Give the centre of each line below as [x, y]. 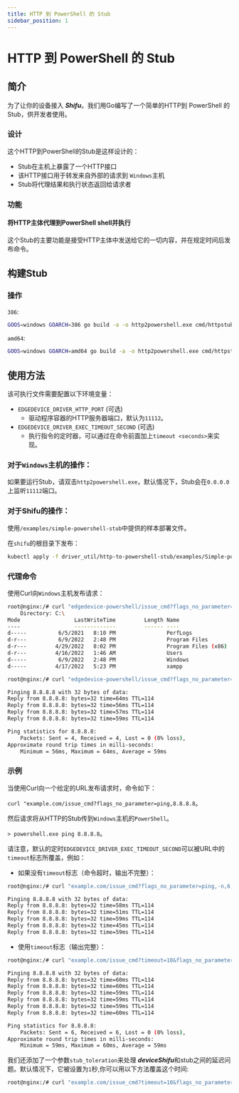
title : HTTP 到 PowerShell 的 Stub [59, 14]
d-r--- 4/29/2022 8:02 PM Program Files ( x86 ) [117, 646]
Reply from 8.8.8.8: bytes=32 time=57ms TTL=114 [81, 712]
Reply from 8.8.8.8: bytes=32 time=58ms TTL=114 [81, 906]
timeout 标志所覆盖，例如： [47, 858]
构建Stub [27, 274]
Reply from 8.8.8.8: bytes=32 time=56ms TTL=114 [81, 706]
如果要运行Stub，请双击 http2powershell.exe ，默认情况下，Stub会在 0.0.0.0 [118, 482]
